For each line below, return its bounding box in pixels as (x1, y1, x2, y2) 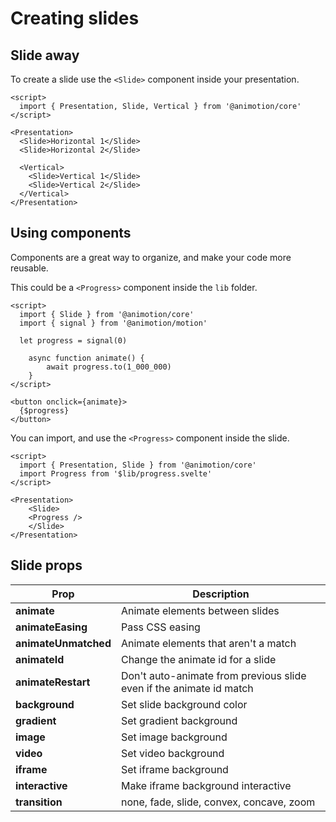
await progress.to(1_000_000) (46, 362, 172, 372)
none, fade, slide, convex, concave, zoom (120, 795, 316, 809)
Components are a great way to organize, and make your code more (10, 251, 292, 263)
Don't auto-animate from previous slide (120, 668, 307, 682)
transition (15, 795, 63, 809)
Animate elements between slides (120, 603, 280, 617)
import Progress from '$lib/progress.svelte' (19, 468, 213, 479)
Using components (10, 225, 132, 242)
